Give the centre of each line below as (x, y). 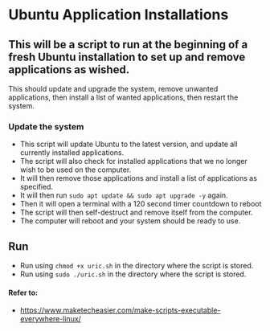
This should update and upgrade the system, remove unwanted (113, 89)
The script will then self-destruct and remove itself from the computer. (136, 212)
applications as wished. (69, 69)
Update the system (46, 126)
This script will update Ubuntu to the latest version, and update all (129, 144)
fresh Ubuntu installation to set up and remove (127, 57)
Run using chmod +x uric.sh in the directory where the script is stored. (137, 266)
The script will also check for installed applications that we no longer (133, 161)
